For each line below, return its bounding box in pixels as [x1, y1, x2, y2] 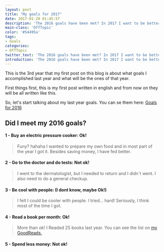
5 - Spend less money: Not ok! [5, 241, 67, 247]
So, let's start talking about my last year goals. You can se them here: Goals [5, 99, 157, 105]
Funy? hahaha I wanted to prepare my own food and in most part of [17, 143, 153, 149]
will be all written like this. [5, 90, 57, 96]
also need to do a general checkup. [17, 176, 88, 182]
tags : [5, 35, 16, 39]
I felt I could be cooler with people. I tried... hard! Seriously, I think [17, 198, 150, 204]
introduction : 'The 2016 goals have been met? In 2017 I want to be [5, 57, 147, 62]
